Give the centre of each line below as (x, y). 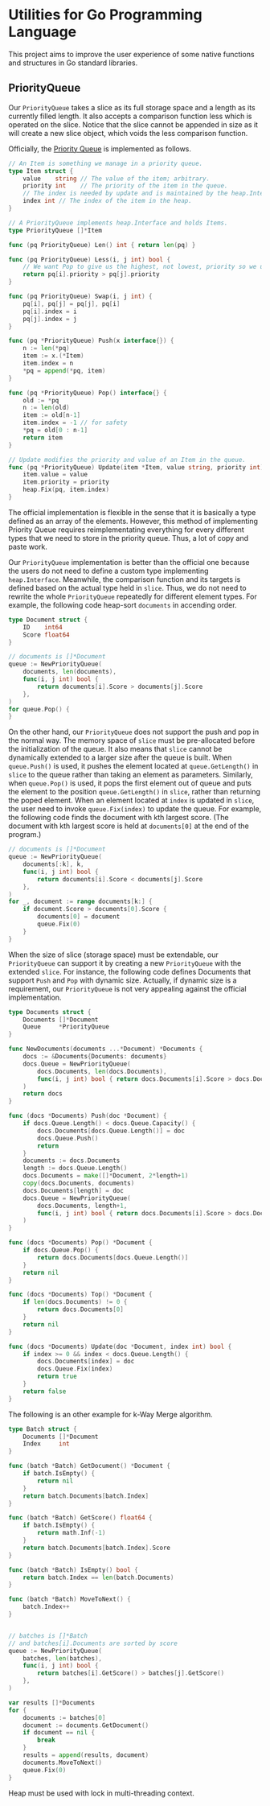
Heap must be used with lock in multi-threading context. (102, 1793)
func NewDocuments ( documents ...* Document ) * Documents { (106, 1049)
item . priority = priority (66, 482)
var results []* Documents (51, 1703)
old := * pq (41, 400)
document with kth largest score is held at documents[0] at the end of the (129, 826)
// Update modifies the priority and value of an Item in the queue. (127, 460)
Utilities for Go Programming (105, 15)
